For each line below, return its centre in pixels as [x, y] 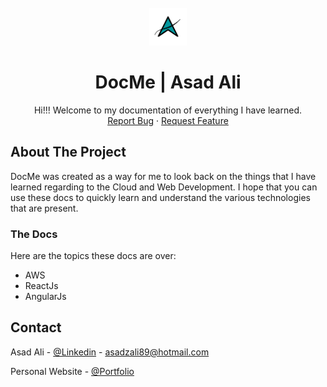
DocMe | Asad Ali [168, 82]
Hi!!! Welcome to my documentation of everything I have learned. [168, 110]
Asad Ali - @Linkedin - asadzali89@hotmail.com [110, 352]
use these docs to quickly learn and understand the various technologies [160, 197]
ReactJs [41, 286]
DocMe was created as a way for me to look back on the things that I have [163, 176]
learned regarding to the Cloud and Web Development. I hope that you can [164, 187]
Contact [36, 327]
